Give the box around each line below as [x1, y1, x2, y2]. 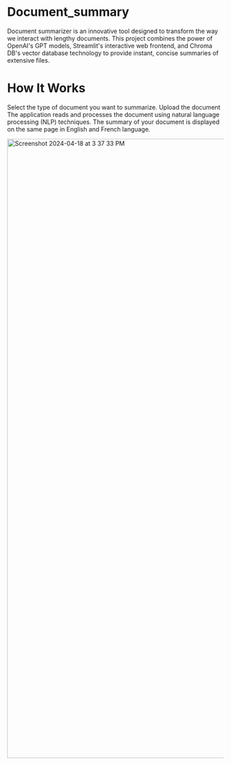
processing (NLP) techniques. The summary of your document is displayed [7, 118, 220, 126]
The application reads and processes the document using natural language [7, 110, 220, 118]
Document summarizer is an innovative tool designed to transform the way [7, 27, 219, 35]
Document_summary [7, 4, 129, 20]
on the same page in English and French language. [7, 125, 151, 133]
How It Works [7, 81, 86, 96]
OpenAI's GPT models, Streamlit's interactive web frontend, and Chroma [7, 41, 213, 50]
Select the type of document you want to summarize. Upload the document [7, 103, 221, 111]
